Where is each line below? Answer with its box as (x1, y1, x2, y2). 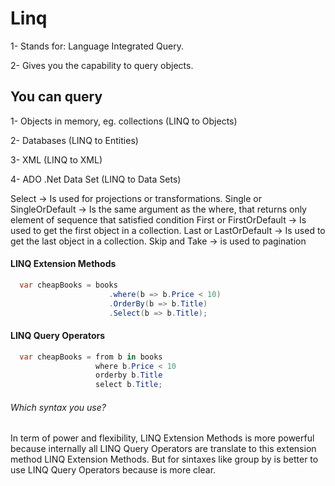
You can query (10, 88, 103, 106)
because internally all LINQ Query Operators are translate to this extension (10, 443, 317, 455)
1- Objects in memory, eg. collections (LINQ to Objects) (10, 115, 238, 127)
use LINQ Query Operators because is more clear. (10, 464, 217, 476)
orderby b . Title (95, 370, 163, 381)
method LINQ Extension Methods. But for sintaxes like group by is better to (10, 453, 319, 466)
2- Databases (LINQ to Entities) (10, 134, 139, 146)
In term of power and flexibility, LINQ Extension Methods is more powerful (10, 432, 315, 444)
